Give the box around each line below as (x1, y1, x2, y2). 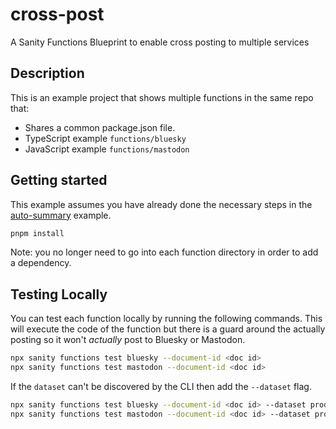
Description (10, 65, 85, 82)
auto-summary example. (10, 209, 112, 221)
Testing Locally (10, 286, 108, 303)
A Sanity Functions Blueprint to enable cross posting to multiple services (10, 36, 310, 48)
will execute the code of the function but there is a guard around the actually (10, 323, 326, 335)
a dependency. (10, 257, 72, 269)
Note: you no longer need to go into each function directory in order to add (10, 246, 319, 258)
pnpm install (10, 228, 65, 238)
